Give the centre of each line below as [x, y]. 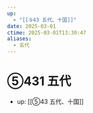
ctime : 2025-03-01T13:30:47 [47, 33]
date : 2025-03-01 [32, 26]
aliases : [19, 39]
